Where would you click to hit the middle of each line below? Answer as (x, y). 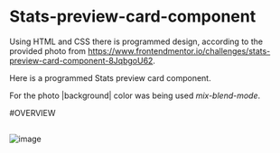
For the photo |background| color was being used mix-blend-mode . (135, 95)
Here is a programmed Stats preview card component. (110, 77)
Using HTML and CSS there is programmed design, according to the (136, 41)
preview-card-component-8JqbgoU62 (81, 60)
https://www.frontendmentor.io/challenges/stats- (179, 50)
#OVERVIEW (33, 112)
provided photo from (48, 50)
